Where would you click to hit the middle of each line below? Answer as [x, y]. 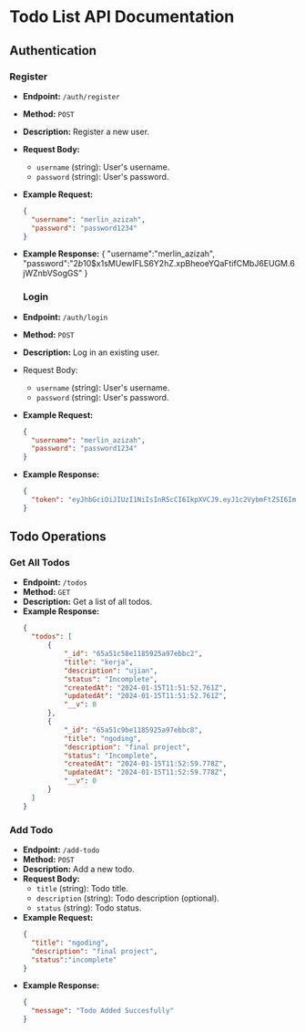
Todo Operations [58, 537]
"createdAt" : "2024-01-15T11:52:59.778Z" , [145, 764]
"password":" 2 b [53, 264]
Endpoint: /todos [55, 582]
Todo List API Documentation [122, 17]
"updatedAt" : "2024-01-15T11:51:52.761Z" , [145, 696]
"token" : [48, 500]
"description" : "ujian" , [111, 671]
